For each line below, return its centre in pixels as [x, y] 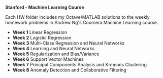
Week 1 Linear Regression [40, 32]
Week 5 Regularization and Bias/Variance [56, 54]
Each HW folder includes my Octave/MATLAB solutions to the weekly [77, 17]
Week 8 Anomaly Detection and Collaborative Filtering [70, 70]
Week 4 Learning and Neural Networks [54, 48]
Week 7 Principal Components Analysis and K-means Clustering [80, 65]
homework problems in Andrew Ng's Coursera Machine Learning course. [82, 23]
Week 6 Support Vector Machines [48, 59]
